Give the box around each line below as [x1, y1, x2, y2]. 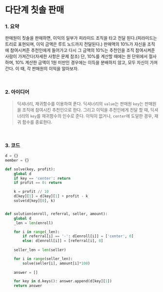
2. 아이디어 [5, 89, 30, 95]
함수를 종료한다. [22, 119, 53, 125]
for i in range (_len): [14, 229, 60, 234]
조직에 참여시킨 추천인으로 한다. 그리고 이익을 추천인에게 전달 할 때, [22, 107, 149, 112]
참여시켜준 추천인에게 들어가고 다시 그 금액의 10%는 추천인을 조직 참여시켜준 [10, 47, 155, 53]
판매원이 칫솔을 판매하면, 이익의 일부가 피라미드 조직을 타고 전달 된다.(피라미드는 [5, 35, 157, 41]
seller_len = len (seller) [14, 247, 67, 252]
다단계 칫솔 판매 [5, 4, 64, 16]
